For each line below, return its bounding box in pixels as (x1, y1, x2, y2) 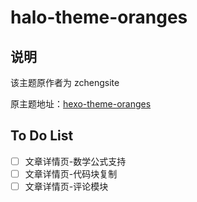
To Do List (10, 127, 74, 145)
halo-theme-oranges (10, 6, 188, 29)
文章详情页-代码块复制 (24, 167, 118, 180)
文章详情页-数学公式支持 (24, 155, 127, 167)
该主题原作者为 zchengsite (10, 77, 120, 88)
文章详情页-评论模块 (24, 180, 109, 192)
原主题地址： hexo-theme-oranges (10, 98, 152, 110)
